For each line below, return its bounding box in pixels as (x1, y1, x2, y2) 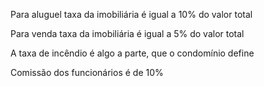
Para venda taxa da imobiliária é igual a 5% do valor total (10, 28, 245, 39)
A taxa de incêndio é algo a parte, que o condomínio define (10, 47, 255, 59)
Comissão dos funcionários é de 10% (10, 67, 164, 78)
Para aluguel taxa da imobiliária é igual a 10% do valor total (10, 9, 253, 20)
